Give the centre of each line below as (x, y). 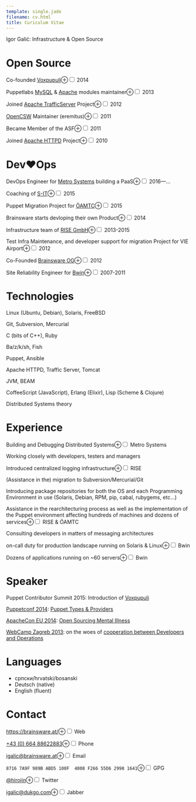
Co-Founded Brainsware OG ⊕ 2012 (54, 261)
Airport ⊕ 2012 (28, 248)
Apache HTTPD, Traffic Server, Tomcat (53, 370)
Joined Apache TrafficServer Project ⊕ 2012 (64, 104)
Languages (34, 662)
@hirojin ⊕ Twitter (32, 780)
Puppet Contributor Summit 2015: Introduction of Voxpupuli (78, 598)
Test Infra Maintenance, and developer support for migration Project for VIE (97, 241)
